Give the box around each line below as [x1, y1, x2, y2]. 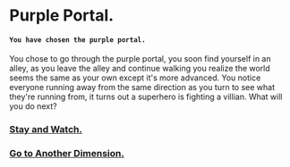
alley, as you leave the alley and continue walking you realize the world [9, 63, 270, 74]
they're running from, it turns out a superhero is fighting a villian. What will [9, 91, 283, 103]
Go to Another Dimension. [9, 147, 125, 160]
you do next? [9, 101, 57, 112]
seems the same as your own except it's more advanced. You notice [9, 72, 261, 83]
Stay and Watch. [9, 123, 83, 136]
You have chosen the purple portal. [9, 35, 146, 45]
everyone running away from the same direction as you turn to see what [9, 82, 276, 93]
